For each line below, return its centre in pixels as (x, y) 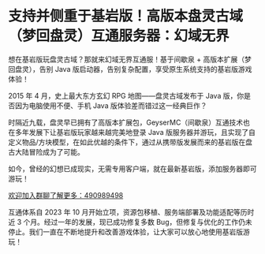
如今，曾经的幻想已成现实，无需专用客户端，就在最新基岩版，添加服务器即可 (132, 168)
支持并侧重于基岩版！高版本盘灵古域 (126, 16)
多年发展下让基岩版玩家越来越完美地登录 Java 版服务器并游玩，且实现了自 (135, 132)
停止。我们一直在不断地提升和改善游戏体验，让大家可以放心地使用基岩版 (125, 232)
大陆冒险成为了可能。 (49, 151)
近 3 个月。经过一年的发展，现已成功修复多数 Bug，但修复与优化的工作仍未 (130, 222)
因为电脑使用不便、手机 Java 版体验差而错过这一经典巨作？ (111, 105)
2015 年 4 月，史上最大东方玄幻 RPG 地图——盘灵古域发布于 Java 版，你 (126, 95)
